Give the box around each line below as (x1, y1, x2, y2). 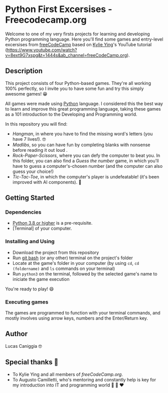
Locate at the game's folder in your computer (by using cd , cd (12, 260, 139, 266)
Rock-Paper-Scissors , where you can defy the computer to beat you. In (12, 152, 160, 158)
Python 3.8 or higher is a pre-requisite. (12, 220, 93, 226)
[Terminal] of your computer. (12, 225, 72, 232)
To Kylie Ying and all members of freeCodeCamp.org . (12, 371, 123, 377)
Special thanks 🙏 (5, 358, 59, 366)
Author (5, 330, 28, 338)
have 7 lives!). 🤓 (12, 136, 46, 142)
